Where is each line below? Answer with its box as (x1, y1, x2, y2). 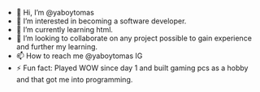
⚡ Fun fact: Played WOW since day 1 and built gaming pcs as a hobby (15, 63, 249, 73)
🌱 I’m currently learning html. (15, 25, 114, 34)
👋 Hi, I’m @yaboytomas (15, 8, 95, 17)
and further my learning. (15, 42, 98, 52)
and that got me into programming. (15, 75, 133, 84)
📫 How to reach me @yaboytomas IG (15, 51, 143, 61)
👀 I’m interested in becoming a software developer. (15, 16, 187, 26)
